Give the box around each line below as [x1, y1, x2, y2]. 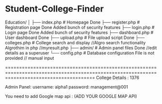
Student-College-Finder [5, 3, 104, 14]
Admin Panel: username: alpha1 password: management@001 [5, 84, 129, 90]
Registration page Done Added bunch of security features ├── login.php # [5, 24, 155, 30]
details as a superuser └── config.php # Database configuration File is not [5, 50, 155, 56]
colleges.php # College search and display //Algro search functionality [5, 39, 146, 45]
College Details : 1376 [96, 75, 140, 80]
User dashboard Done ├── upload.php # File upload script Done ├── [5, 35, 145, 40]
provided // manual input [5, 55, 54, 61]
